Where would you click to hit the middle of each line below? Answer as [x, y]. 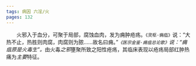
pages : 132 [19, 17]
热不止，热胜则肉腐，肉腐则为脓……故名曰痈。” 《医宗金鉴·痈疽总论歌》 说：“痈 [97, 42]
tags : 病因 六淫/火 [28, 11]
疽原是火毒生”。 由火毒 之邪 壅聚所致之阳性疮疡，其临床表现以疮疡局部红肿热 [98, 49]
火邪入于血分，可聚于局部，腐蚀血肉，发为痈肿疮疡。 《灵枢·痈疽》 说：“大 [104, 34]
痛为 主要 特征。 [24, 57]
